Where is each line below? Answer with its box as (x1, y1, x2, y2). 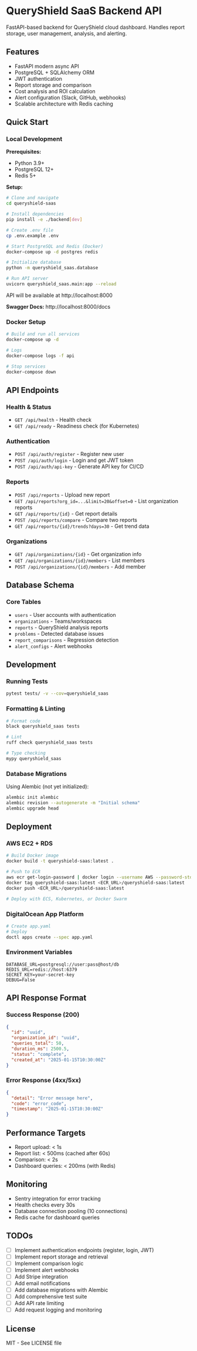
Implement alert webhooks (14, 1266, 79, 1273)
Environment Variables (6, 948, 73, 956)
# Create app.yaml (6, 923, 51, 929)
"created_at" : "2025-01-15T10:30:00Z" (11, 1056, 107, 1063)
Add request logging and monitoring (14, 1306, 103, 1313)
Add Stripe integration (14, 1273, 69, 1280)
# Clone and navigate (6, 195, 59, 201)
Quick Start (6, 117, 49, 127)
